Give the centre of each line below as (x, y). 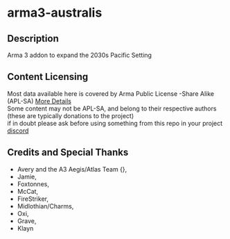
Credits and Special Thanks (68, 153)
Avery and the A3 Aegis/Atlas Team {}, (72, 169)
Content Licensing (48, 77)
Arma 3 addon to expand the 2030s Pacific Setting (80, 55)
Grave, (27, 221)
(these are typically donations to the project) (70, 115)
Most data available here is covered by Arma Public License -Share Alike (111, 93)
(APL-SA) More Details (39, 101)
